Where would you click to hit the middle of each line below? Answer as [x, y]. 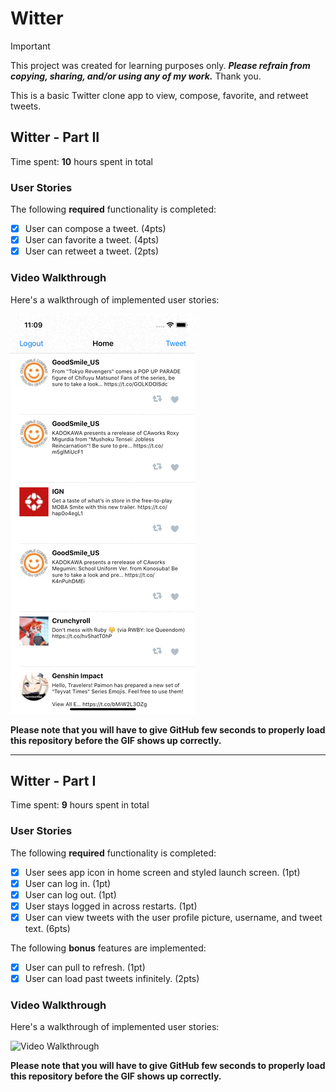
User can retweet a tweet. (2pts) [92, 251]
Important [30, 46]
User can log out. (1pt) [70, 894]
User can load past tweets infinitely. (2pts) [112, 979]
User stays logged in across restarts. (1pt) [111, 906]
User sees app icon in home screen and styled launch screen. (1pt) [162, 872]
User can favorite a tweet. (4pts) [92, 240]
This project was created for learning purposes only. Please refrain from [160, 65]
